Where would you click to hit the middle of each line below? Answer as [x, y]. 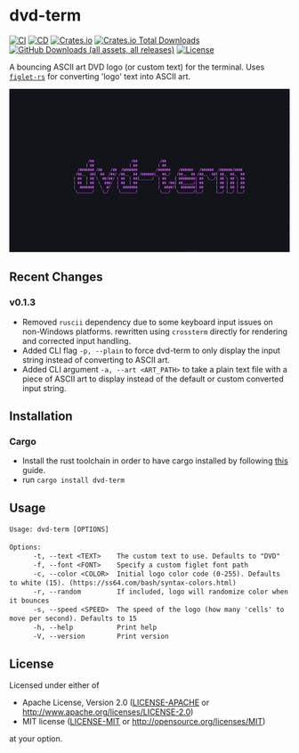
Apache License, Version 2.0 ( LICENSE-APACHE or [116, 702]
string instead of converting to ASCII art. [96, 360]
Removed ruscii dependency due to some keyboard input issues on [147, 322]
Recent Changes [57, 277]
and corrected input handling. [77, 340]
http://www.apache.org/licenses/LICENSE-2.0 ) [108, 712]
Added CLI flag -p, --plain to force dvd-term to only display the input [151, 350]
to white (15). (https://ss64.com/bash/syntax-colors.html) [123, 583]
